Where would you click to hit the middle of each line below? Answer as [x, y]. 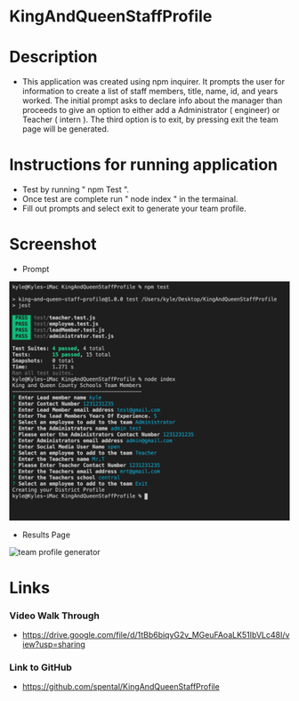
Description [53, 57]
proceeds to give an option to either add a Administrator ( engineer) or [151, 110]
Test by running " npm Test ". [76, 189]
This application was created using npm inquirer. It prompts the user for [154, 82]
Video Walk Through [55, 616]
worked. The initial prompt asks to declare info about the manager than [152, 101]
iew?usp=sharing [54, 645]
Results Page [46, 535]
